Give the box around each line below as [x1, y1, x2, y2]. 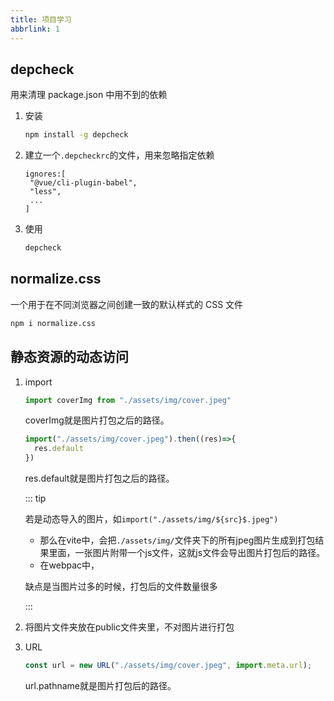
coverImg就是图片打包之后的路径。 [24, 414, 170, 426]
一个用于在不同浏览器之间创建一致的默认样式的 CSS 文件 [10, 298, 244, 310]
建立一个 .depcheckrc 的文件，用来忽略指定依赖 [24, 149, 215, 161]
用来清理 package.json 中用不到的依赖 [10, 89, 168, 101]
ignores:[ [24, 169, 67, 180]
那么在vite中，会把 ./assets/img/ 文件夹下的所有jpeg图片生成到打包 [39, 534, 316, 546]
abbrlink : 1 [10, 24, 60, 34]
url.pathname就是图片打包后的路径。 [24, 679, 177, 691]
